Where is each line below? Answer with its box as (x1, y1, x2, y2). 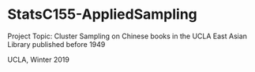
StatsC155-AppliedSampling (7, 5, 198, 23)
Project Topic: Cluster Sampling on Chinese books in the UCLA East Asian (7, 31, 248, 41)
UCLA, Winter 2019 (7, 55, 70, 64)
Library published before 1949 (7, 39, 106, 49)
